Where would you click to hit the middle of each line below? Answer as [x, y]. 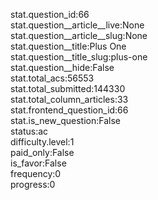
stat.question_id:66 [50, 14]
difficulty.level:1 [42, 142]
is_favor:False [38, 163]
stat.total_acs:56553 [52, 78]
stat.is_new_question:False [65, 120]
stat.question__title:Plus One [68, 46]
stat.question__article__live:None [77, 25]
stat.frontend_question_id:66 [69, 110]
